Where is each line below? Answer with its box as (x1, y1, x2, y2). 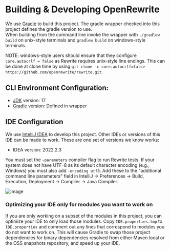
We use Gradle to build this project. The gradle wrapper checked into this (5, 21, 160, 27)
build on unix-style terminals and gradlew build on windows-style (5, 37, 146, 43)
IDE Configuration (5, 118, 63, 126)
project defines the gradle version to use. (5, 26, 92, 32)
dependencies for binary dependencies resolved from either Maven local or (5, 235, 165, 241)
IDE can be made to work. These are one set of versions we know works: (5, 137, 160, 143)
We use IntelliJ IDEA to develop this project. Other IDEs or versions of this (5, 131, 160, 137)
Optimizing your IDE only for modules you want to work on (5, 201, 153, 208)
